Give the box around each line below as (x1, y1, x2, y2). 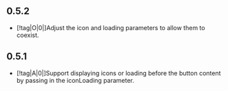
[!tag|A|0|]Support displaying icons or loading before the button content (16, 68, 221, 77)
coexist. (16, 31, 39, 39)
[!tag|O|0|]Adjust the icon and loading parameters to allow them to (16, 23, 205, 31)
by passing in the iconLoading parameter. (16, 76, 135, 84)
